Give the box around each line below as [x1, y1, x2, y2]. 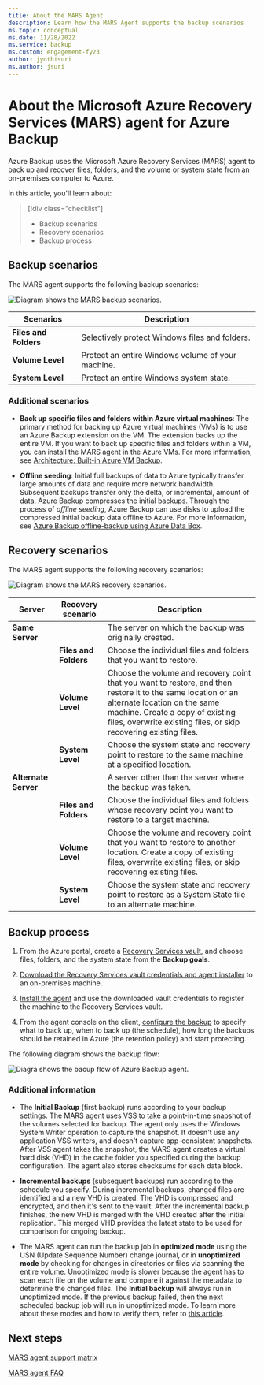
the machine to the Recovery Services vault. [19, 1002, 163, 1011]
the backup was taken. [107, 781, 191, 792]
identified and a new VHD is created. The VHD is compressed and [19, 1193, 233, 1202]
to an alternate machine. [107, 899, 197, 910]
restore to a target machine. [107, 814, 210, 825]
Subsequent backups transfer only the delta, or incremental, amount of [19, 487, 250, 497]
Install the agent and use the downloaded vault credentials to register [19, 994, 244, 1003]
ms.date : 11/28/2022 [8, 33, 76, 42]
